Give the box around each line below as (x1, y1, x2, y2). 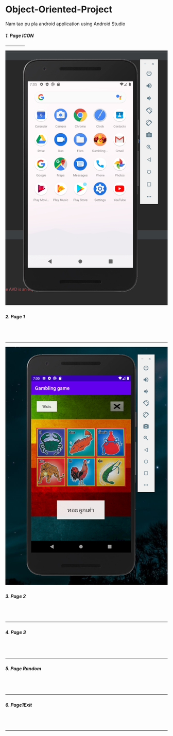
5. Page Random (5, 666, 41, 672)
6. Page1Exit (5, 702, 32, 708)
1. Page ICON (5, 32, 34, 39)
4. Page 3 (5, 629, 26, 636)
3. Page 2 (5, 593, 26, 599)
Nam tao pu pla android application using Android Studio (5, 21, 126, 27)
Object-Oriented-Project (5, 4, 113, 15)
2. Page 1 (5, 313, 25, 319)
